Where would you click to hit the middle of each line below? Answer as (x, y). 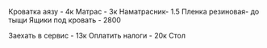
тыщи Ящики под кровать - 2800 (65, 20)
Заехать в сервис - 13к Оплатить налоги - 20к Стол (97, 36)
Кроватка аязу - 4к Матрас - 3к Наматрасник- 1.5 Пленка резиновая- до (134, 12)
